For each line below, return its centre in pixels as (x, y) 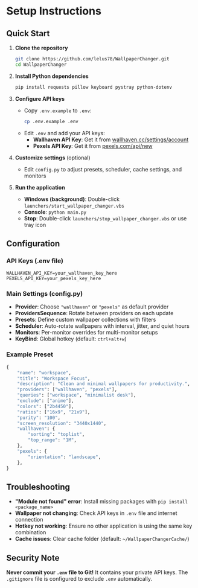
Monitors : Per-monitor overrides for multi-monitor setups (86, 333)
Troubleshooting (38, 487)
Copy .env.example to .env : (58, 110)
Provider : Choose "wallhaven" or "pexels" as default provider (92, 307)
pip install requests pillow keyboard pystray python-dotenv (94, 87)
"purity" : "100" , (39, 418)
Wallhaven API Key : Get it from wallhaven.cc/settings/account (111, 139)
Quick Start (28, 34)
